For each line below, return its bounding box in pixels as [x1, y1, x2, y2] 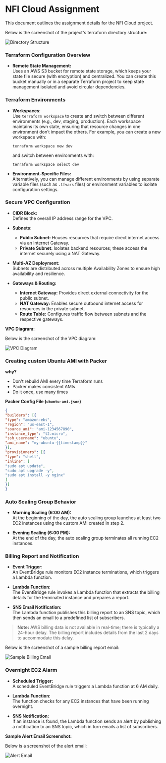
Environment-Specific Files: [12, 170, 71, 177]
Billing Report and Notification [5, 553, 79, 559]
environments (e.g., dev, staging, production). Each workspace [12, 118, 141, 124]
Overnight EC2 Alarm [5, 667, 57, 674]
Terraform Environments [5, 96, 66, 103]
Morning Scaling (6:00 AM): [12, 510, 72, 516]
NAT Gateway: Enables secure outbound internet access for [19, 300, 143, 306]
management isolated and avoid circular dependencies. [12, 84, 126, 90]
